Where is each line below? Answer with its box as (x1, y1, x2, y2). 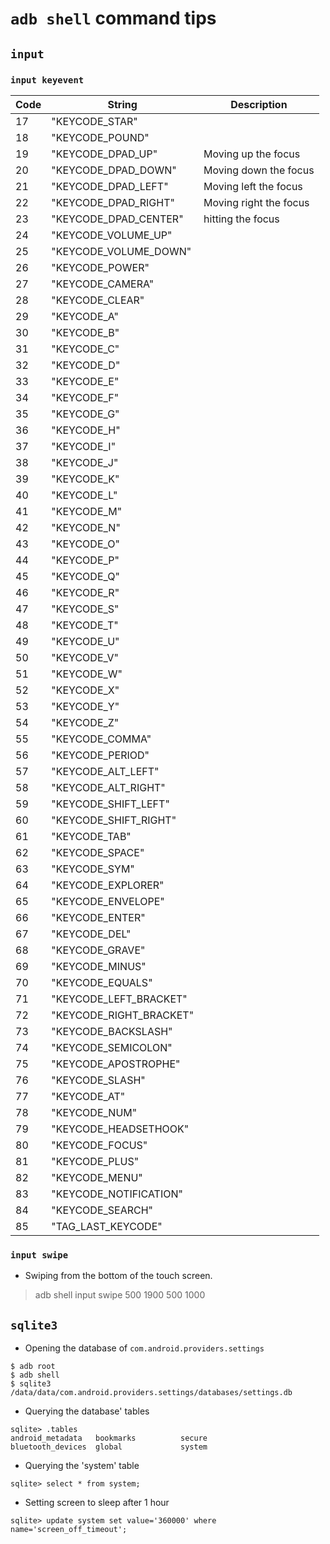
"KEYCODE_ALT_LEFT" (51, 764, 160, 778)
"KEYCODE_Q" (51, 569, 120, 583)
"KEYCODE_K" (51, 472, 120, 486)
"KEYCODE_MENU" (51, 1170, 143, 1184)
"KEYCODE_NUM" (51, 1105, 138, 1119)
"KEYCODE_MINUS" (51, 959, 147, 973)
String (107, 97, 138, 111)
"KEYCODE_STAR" (51, 114, 138, 128)
